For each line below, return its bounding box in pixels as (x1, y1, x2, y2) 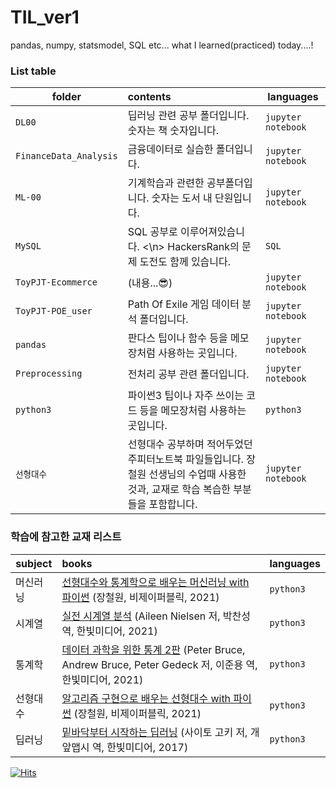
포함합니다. (148, 497, 198, 511)
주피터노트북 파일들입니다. (127, 452, 244, 466)
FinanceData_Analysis (15, 151, 118, 162)
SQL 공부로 (127, 225, 178, 239)
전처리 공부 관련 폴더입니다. (127, 367, 250, 381)
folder (51, 90, 82, 104)
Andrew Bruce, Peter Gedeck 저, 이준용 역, (61, 657, 258, 671)
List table (10, 64, 57, 78)
